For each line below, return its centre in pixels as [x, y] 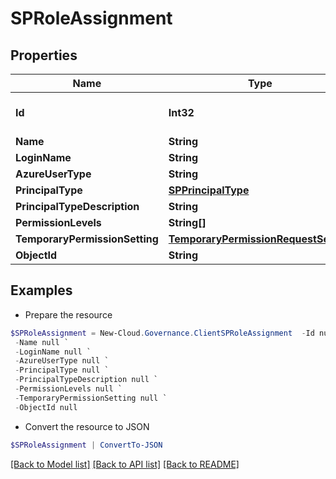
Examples [41, 290]
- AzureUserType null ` [62, 361]
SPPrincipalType [209, 190]
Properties [44, 55]
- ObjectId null [46, 407]
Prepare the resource [68, 314]
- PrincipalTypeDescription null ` [86, 380]
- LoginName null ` [53, 352]
